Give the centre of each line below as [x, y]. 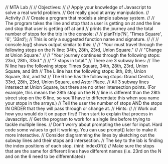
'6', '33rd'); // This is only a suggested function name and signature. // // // [82, 39]
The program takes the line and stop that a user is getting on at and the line [83, 23]
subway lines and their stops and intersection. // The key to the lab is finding [84, 140]
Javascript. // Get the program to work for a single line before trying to [78, 119]
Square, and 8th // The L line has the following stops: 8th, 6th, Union [76, 71]
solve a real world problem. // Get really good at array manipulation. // [77, 13]
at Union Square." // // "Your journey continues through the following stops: [83, 55]
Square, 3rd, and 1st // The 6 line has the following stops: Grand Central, [80, 76]
